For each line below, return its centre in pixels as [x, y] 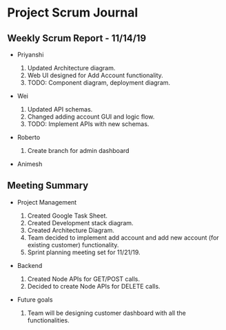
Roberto [29, 137]
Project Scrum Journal [73, 13]
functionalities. [49, 320]
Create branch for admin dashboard [78, 151]
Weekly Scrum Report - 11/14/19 [77, 38]
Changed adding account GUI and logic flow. [91, 116]
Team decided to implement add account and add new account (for [123, 237]
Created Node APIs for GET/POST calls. [83, 279]
